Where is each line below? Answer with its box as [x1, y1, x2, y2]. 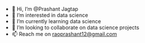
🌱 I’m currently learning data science [11, 18, 101, 24]
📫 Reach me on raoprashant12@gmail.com [11, 31, 117, 37]
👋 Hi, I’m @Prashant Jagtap [11, 6, 78, 12]
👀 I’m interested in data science [11, 12, 88, 19]
